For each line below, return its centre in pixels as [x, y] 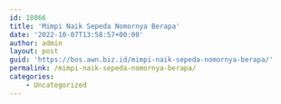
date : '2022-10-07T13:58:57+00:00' [77, 34]
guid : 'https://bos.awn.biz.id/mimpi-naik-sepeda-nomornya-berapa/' [141, 60]
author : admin [36, 43]
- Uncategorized [57, 85]
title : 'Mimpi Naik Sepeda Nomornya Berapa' [95, 26]
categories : [32, 77]
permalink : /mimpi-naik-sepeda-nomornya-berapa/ [103, 69]
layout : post [34, 52]
